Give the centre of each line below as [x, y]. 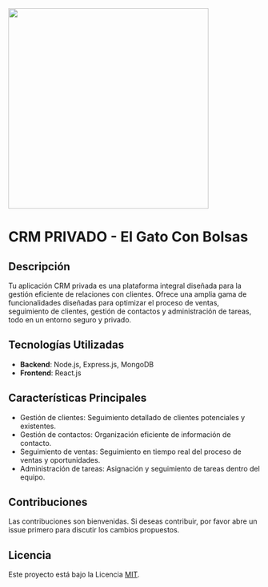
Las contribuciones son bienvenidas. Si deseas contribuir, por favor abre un [133, 521]
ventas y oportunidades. [60, 459]
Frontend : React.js [50, 373]
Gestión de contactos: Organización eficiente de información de [125, 434]
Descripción [39, 267]
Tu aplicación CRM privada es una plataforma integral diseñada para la [125, 285]
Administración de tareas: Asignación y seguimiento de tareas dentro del [140, 468]
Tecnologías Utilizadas [66, 345]
